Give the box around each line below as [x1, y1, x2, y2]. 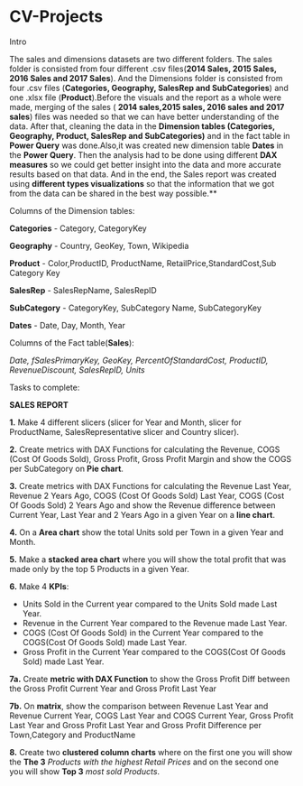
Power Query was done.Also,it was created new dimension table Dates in [9, 140, 284, 151]
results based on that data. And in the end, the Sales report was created [9, 169, 277, 180]
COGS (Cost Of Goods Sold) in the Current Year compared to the [22, 627, 264, 638]
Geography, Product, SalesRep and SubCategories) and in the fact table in [9, 130, 290, 141]
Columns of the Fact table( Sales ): [9, 337, 135, 348]
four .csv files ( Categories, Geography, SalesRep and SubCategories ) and [9, 82, 289, 93]
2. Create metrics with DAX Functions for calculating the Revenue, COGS [9, 444, 280, 455]
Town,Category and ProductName [9, 729, 136, 740]
